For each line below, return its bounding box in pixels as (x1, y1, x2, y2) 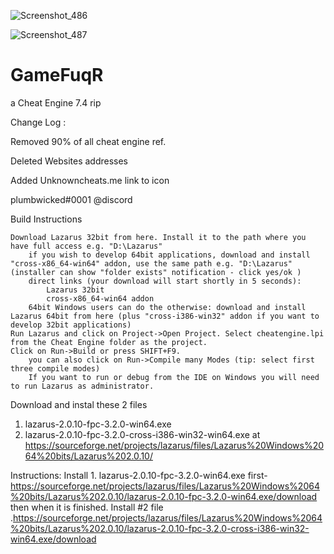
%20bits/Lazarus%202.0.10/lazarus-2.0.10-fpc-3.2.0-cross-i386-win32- (10, 522, 310, 534)
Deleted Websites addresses (10, 155, 129, 167)
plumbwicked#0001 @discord (10, 193, 133, 205)
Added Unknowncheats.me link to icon (10, 174, 170, 186)
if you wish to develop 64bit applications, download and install (28, 250, 311, 260)
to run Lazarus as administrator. (10, 381, 155, 391)
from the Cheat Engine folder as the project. (10, 337, 208, 347)
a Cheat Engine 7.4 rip (10, 96, 102, 109)
